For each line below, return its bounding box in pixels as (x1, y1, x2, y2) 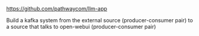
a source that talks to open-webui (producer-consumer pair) (6, 23, 156, 30)
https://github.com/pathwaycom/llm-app (6, 5, 107, 12)
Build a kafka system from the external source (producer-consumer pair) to (6, 17, 193, 23)
